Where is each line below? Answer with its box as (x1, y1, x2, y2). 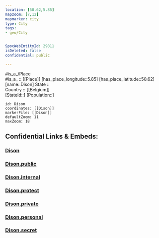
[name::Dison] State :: (5, 81, 50, 87)
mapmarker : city (5, 16, 39, 21)
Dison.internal (5, 174, 41, 180)
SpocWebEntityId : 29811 (5, 44, 55, 49)
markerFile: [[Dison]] (5, 110, 52, 115)
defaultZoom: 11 (5, 115, 39, 119)
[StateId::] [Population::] (5, 92, 54, 98)
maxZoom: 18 (5, 119, 30, 124)
